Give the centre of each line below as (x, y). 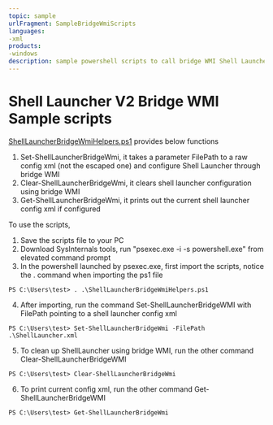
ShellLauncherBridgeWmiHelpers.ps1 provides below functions (114, 141)
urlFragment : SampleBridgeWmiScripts (72, 24)
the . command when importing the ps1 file (91, 275)
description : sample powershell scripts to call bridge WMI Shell (123, 62)
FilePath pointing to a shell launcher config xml (98, 313)
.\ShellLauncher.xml (43, 335)
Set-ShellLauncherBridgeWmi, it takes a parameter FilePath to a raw (134, 157)
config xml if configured (61, 209)
